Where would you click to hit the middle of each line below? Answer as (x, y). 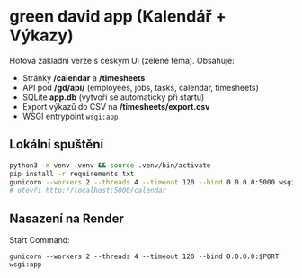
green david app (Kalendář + (118, 17)
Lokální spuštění (57, 144)
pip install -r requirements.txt (72, 174)
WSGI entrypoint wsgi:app (70, 116)
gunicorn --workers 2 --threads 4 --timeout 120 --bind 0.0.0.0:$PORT (144, 257)
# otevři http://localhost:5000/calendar (88, 191)
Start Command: (40, 240)
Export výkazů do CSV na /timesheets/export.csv (116, 106)
